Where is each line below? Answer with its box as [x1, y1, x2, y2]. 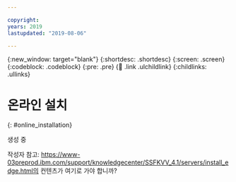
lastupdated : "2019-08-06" [7, 30, 87, 37]
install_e [204, 158, 229, 166]
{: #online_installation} [7, 121, 73, 129]
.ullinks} [7, 70, 30, 78]
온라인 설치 [7, 97, 68, 113]
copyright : [7, 16, 40, 23]
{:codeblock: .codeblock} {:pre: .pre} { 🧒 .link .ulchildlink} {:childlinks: [7, 63, 207, 71]
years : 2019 [7, 23, 42, 30]
